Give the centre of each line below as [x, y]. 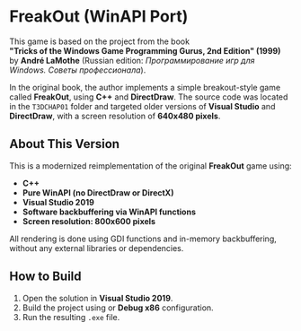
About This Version [64, 144]
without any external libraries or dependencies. [97, 248]
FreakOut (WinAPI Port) [99, 17]
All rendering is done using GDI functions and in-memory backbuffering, [143, 239]
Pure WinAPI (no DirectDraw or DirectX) [98, 192]
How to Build [46, 277]
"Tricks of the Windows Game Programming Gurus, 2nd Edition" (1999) [145, 50]
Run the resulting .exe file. [71, 317]
